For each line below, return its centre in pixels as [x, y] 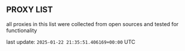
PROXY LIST [29, 10]
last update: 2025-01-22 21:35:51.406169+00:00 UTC [71, 42]
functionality [22, 30]
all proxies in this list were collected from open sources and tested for [92, 24]
